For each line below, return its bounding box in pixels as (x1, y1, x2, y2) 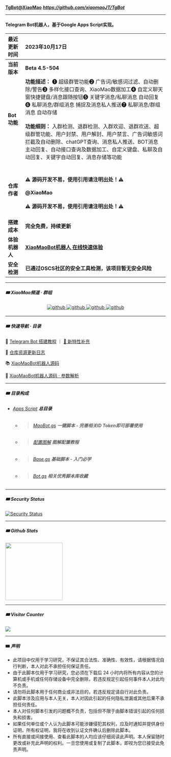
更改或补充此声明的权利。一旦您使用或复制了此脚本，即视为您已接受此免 (12, 740, 164, 746)
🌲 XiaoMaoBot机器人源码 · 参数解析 (5, 373, 79, 379)
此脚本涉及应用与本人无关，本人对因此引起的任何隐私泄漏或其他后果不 (12, 695, 160, 701)
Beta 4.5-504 (25, 64, 60, 72)
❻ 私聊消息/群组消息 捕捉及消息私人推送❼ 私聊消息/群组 (25, 101, 161, 108)
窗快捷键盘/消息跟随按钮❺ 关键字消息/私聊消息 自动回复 (25, 94, 159, 101)
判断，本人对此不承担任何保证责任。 (17, 663, 93, 670)
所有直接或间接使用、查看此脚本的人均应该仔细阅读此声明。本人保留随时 (12, 733, 164, 740)
